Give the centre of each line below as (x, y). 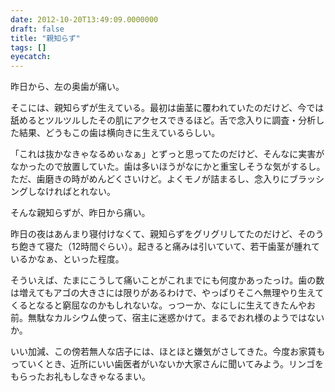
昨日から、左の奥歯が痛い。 (67, 87)
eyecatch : (31, 57)
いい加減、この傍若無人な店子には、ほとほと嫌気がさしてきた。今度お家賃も (168, 352)
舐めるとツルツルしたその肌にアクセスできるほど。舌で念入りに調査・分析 (163, 120)
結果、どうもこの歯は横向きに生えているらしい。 (119, 133)
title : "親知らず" (45, 38)
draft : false (37, 29)
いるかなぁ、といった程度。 (67, 259)
